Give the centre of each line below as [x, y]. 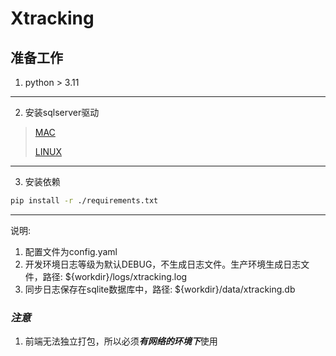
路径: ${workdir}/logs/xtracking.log [115, 276]
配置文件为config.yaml [71, 251]
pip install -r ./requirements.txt [84, 201]
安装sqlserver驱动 [62, 112]
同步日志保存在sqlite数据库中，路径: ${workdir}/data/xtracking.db [160, 289]
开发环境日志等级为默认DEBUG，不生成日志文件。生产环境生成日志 [163, 264]
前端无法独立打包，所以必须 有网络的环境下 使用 [121, 341]
